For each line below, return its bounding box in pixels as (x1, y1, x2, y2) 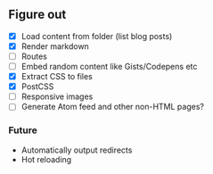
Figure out (8, 7, 67, 22)
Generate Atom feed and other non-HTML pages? (20, 102, 204, 112)
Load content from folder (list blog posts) (20, 30, 173, 41)
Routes (20, 51, 48, 62)
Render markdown (20, 40, 90, 52)
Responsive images (20, 91, 94, 102)
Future (8, 124, 37, 137)
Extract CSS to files (20, 71, 93, 82)
